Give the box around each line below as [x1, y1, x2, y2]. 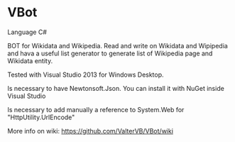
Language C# [7, 28, 48, 36]
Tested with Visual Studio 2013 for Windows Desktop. [7, 70, 165, 79]
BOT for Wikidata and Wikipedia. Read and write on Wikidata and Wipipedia [7, 41, 229, 50]
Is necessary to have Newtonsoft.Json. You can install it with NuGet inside [7, 84, 225, 92]
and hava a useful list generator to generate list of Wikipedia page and [7, 49, 213, 58]
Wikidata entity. [7, 56, 53, 65]
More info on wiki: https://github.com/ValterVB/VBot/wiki [7, 126, 174, 135]
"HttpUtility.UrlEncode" [7, 113, 75, 121]
